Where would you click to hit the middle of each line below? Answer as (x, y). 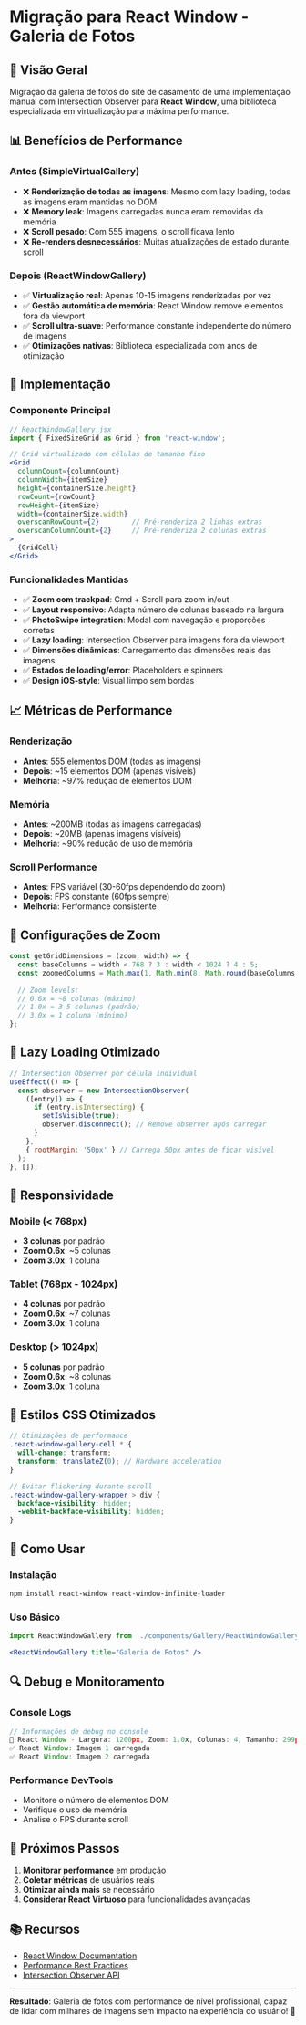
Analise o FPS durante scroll (76, 1820)
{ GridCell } (38, 548)
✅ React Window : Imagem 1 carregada (80, 1748)
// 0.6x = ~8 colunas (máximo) (77, 998)
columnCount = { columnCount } (69, 472)
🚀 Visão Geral (49, 70)
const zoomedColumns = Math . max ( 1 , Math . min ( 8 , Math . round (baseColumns (157, 973)
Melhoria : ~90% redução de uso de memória (107, 844)
